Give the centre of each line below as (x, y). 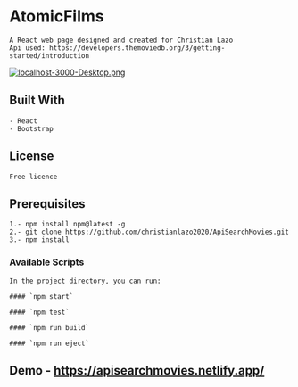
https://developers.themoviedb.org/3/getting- (137, 48)
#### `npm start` (41, 296)
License (32, 156)
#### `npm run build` (50, 327)
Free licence (33, 177)
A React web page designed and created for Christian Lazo (121, 40)
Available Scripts (47, 262)
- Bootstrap (31, 128)
